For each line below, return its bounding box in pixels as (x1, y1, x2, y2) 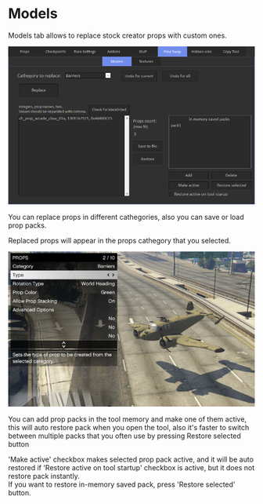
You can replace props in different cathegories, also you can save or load (8, 212, 244, 221)
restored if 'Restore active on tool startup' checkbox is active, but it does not (8, 462, 255, 472)
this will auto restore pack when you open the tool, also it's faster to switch (8, 422, 250, 432)
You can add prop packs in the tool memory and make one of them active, (8, 414, 247, 424)
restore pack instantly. (8, 471, 80, 480)
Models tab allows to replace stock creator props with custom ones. (8, 31, 227, 40)
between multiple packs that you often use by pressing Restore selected (8, 431, 241, 440)
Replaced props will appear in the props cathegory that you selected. (8, 236, 231, 245)
